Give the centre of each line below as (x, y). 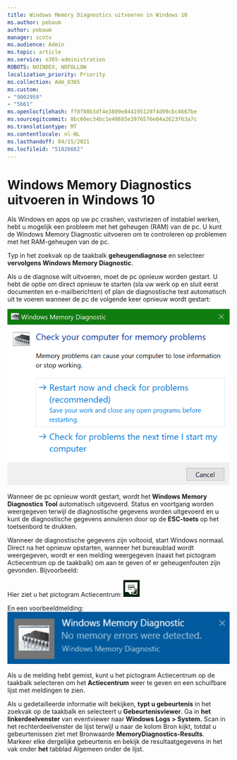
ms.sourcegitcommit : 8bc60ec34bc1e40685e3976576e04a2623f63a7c (102, 119)
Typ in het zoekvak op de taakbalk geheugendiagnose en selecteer (106, 256)
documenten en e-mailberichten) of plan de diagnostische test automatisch (117, 292)
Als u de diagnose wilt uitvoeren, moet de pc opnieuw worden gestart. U (113, 277)
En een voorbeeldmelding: (45, 608)
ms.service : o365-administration (56, 60)
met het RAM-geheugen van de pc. (59, 242)
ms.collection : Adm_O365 (44, 82)
